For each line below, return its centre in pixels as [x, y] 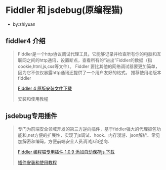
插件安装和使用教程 [37, 162]
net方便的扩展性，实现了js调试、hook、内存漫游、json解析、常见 [94, 135]
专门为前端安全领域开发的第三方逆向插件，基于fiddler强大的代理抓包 [87, 129]
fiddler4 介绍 [26, 41]
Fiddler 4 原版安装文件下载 [45, 88]
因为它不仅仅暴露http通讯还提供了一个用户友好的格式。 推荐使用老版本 [89, 72]
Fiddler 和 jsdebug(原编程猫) [64, 10]
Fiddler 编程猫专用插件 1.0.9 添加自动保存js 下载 [66, 152]
